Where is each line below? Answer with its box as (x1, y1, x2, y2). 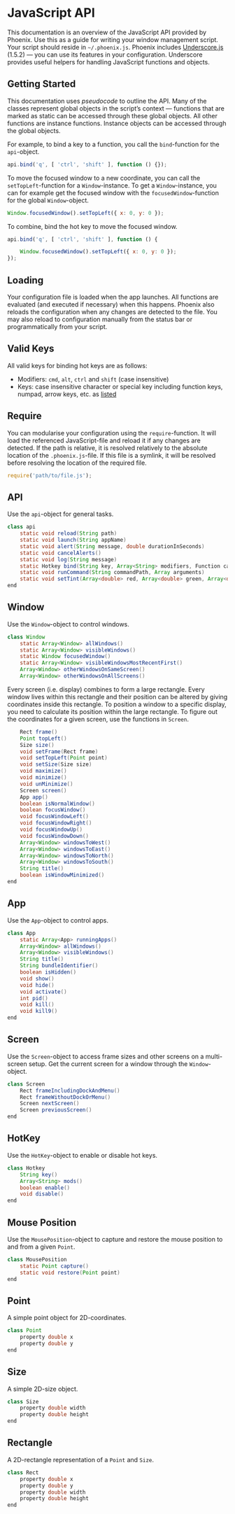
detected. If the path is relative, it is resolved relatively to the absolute (7, 443, 208, 452)
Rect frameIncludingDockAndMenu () (20, 1087, 120, 1094)
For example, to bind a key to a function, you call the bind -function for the (7, 140, 220, 148)
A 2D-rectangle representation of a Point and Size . (7, 1455, 155, 1464)
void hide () (20, 981, 55, 988)
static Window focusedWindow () (20, 653, 111, 660)
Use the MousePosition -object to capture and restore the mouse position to (7, 1235, 223, 1243)
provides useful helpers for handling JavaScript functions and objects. (7, 57, 210, 66)
